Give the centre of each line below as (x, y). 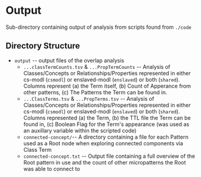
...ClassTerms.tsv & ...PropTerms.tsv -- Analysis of (89, 98)
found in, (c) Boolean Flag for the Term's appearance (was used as (106, 124)
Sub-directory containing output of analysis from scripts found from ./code (99, 27)
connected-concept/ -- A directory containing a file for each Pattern (106, 137)
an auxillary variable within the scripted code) (80, 130)
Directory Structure (43, 46)
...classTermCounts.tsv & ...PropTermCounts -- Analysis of (97, 67)
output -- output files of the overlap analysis (69, 60)
